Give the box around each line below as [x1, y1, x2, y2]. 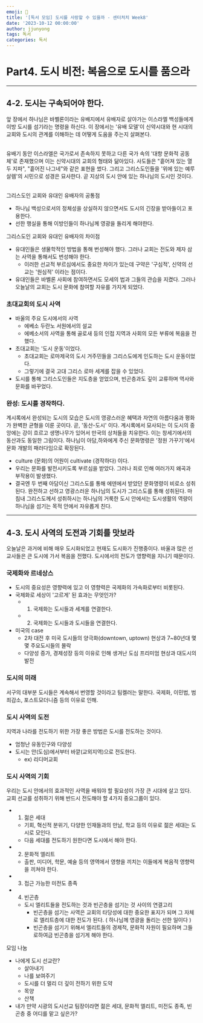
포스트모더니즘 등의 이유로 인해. [24, 696, 98, 703]
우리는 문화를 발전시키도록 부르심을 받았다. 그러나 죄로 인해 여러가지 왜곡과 [14, 465, 192, 472]
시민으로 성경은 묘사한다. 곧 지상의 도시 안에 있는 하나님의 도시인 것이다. [24, 172, 193, 180]
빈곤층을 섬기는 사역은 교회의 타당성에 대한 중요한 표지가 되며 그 [33, 909, 183, 916]
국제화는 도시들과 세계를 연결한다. [33, 605, 113, 612]
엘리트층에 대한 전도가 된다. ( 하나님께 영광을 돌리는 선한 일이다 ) [39, 917, 192, 924]
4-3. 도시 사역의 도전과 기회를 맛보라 [6, 527, 135, 538]
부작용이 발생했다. [14, 472, 57, 479]
